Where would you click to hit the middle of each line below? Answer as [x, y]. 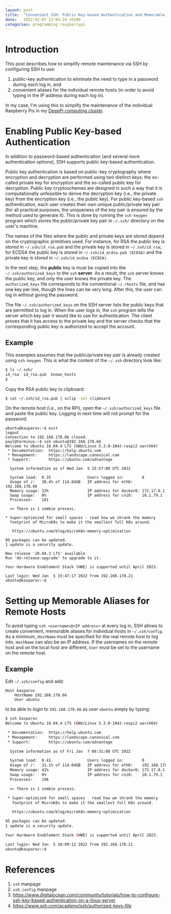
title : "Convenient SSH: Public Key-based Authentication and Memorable [85, 15]
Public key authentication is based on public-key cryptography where [78, 172]
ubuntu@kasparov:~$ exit [32, 428]
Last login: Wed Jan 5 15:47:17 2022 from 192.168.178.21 [69, 576]
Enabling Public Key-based [64, 131]
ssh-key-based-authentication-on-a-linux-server [64, 900]
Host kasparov [20, 691]
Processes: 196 [30, 779]
